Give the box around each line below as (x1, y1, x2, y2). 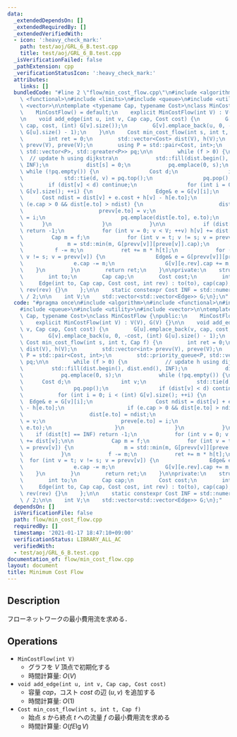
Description (7, 595, 60, 607)
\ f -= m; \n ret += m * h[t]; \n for (20, 247, 226, 254)
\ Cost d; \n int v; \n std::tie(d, (20, 378, 232, 385)
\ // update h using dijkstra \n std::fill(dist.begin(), (20, 155, 229, 163)
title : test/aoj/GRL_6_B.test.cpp (20, 50, 121, 57)
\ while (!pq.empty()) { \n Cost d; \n (20, 167, 178, 175)
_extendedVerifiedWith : (13, 30, 83, 37)
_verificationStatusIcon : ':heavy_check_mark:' (13, 69, 157, 76)
